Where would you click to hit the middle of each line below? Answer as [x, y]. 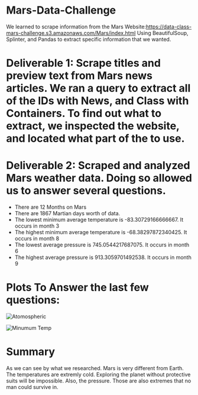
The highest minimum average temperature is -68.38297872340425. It [101, 232]
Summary [30, 352]
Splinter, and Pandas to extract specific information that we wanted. [89, 39]
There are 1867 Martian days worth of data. [67, 213]
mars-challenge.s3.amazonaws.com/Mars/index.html [71, 33]
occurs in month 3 [37, 226]
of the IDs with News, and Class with [98, 101]
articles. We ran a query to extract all [98, 88]
